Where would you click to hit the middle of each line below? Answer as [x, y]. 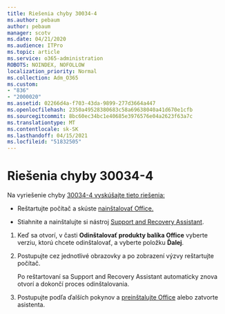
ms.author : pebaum [33, 20]
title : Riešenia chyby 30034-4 [52, 13]
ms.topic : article [33, 52]
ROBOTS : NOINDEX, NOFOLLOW [46, 65]
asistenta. [31, 305]
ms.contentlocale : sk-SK [43, 129]
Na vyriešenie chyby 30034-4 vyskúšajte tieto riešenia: [86, 195]
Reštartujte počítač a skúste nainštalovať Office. [85, 208]
